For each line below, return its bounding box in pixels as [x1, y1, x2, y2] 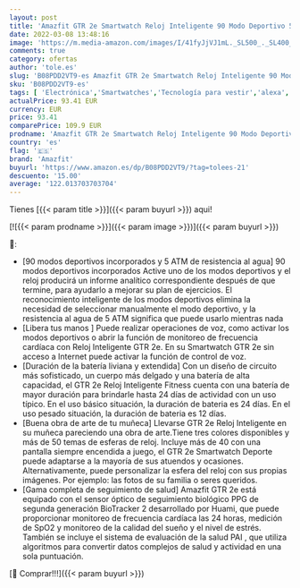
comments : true [9, 47, 66, 55]
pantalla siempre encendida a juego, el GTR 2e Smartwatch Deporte [21, 447, 273, 457]
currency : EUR [9, 105, 62, 114]
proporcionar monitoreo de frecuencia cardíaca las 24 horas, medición [21, 513, 283, 524]
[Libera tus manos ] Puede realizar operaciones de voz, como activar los [21, 323, 290, 334]
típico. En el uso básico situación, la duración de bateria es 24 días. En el [21, 399, 291, 410]
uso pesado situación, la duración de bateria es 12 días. [21, 408, 227, 419]
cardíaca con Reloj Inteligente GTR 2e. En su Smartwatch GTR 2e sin [21, 342, 275, 353]
